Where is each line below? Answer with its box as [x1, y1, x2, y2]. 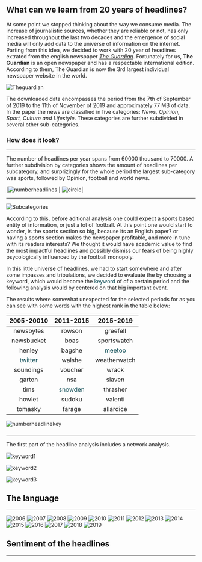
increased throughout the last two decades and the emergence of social [6, 33, 185, 41]
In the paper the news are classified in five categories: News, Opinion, [6, 108, 180, 115]
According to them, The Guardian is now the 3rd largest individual [6, 66, 170, 73]
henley [19, 346, 38, 354]
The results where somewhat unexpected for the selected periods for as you [6, 296, 196, 303]
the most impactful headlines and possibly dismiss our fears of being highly [6, 247, 194, 255]
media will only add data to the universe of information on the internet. [6, 40, 180, 47]
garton [19, 375, 38, 384]
